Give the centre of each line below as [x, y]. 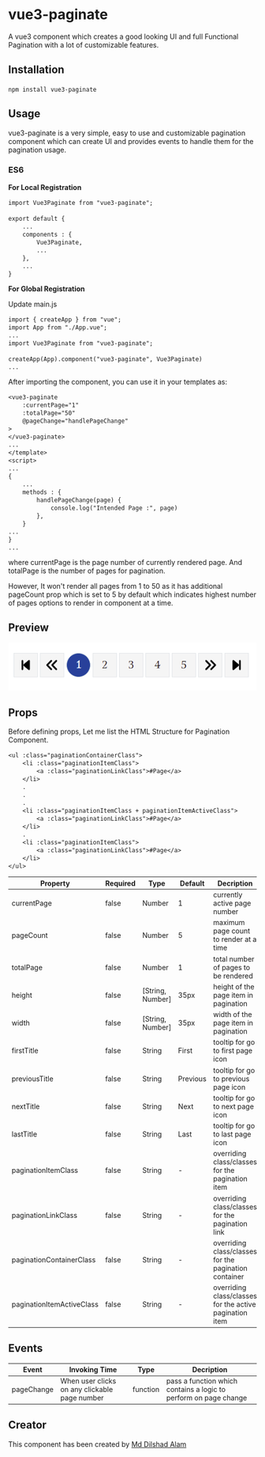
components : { [47, 234]
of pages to [231, 967]
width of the [232, 1015]
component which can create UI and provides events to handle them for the [131, 141]
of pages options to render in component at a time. [91, 602]
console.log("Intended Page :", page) [114, 508]
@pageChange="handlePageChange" [75, 421]
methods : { [42, 492]
